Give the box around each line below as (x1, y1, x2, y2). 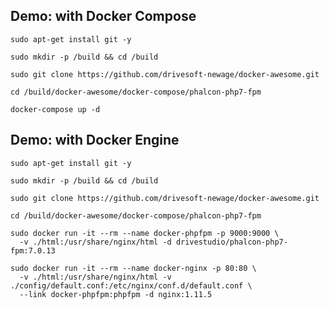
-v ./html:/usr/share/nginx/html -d (19, 237, 172, 247)
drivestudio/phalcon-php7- (175, 237, 288, 247)
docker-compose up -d (10, 104, 101, 114)
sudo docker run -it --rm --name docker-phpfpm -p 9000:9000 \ (10, 228, 280, 238)
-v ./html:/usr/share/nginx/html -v (19, 272, 172, 282)
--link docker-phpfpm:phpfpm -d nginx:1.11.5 (19, 289, 213, 299)
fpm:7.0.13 (10, 245, 56, 256)
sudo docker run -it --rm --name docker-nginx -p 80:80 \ (10, 263, 257, 273)
